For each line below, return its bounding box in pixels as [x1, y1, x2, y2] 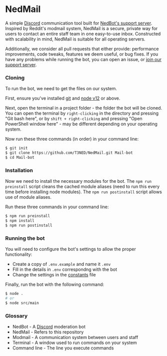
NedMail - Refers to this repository [12, 329, 84, 335]
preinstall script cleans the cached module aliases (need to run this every [5, 184, 160, 190]
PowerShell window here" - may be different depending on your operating [5, 121, 157, 127]
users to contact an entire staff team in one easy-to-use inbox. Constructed [5, 31, 161, 37]
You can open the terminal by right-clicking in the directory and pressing [5, 110, 159, 116]
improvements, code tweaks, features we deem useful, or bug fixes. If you [5, 51, 158, 57]
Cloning [5, 74, 25, 81]
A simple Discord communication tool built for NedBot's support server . [5, 20, 152, 26]
